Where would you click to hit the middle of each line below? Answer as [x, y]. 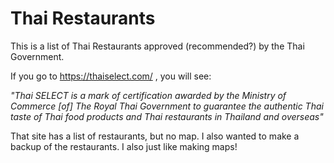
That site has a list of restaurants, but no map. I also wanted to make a [155, 136]
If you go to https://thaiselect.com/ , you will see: [111, 76]
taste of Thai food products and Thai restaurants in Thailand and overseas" [167, 116]
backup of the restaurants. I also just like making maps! [124, 146]
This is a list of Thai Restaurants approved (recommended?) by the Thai [157, 46]
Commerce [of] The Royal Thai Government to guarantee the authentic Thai [167, 106]
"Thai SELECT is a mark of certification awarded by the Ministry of [148, 95]
